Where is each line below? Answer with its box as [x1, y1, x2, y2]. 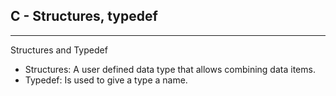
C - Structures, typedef [10, 8, 158, 25]
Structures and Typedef [10, 44, 108, 56]
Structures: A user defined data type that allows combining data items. [24, 63, 316, 75]
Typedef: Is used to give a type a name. [24, 74, 188, 86]
